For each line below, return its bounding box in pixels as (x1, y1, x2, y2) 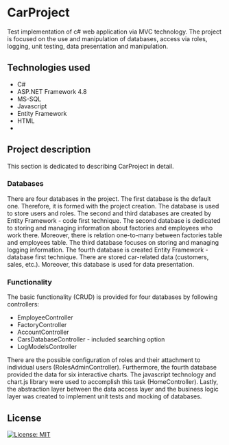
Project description (7, 144, 91, 156)
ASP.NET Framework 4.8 (16, 87, 87, 95)
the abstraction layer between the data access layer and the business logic (7, 385, 219, 394)
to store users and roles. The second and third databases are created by (7, 209, 212, 217)
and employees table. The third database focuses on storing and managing (7, 238, 219, 246)
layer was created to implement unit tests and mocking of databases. (7, 392, 202, 400)
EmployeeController (16, 313, 73, 322)
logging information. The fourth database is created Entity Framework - (7, 245, 208, 254)
